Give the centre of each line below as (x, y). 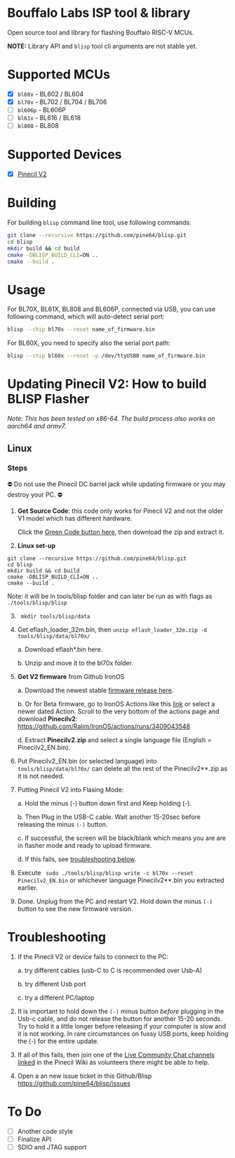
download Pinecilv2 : (47, 718)
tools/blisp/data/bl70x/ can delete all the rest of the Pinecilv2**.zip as (122, 768)
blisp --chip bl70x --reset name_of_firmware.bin (81, 330)
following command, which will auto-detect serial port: (86, 317)
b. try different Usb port (52, 984)
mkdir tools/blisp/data (55, 616)
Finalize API (34, 1139)
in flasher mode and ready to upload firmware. (85, 845)
